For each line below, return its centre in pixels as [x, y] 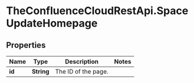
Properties [26, 45]
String [40, 72]
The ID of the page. [82, 72]
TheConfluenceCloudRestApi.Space [97, 11]
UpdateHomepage [52, 23]
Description [82, 62]
